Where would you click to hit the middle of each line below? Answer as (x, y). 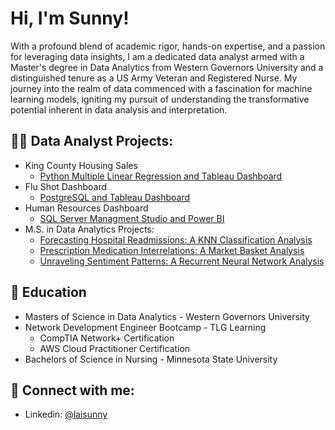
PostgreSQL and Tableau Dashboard (115, 197)
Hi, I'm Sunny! (70, 18)
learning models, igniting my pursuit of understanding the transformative (160, 99)
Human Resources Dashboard (86, 208)
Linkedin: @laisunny (66, 414)
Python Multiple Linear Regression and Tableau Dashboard (161, 176)
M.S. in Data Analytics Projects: (89, 229)
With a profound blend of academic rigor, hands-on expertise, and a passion (168, 46)
